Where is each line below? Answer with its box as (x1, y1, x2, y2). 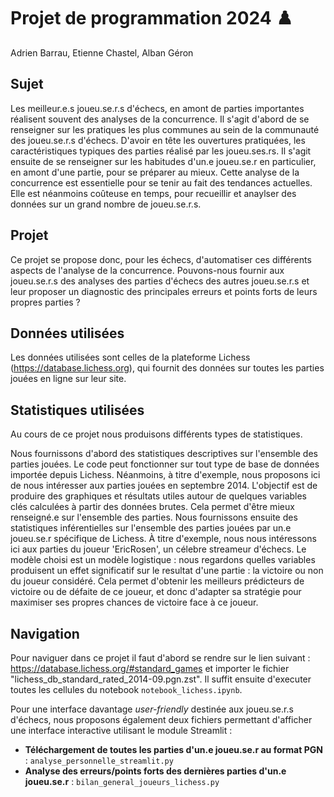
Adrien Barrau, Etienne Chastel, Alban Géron (10, 46, 194, 59)
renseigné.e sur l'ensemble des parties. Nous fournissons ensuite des (10, 511, 298, 524)
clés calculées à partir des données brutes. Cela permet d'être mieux (10, 501, 295, 513)
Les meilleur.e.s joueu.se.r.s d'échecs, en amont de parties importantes (10, 102, 305, 114)
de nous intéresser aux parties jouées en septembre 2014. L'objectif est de (10, 480, 318, 492)
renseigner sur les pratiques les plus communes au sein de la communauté (10, 123, 320, 135)
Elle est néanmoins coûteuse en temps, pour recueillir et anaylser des (10, 187, 297, 199)
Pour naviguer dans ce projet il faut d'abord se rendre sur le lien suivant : (10, 652, 311, 664)
